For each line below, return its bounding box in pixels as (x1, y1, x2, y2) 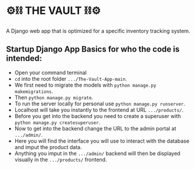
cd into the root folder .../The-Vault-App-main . (14, 75, 127, 82)
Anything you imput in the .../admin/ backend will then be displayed (14, 150, 180, 157)
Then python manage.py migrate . (14, 94, 94, 101)
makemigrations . (14, 88, 54, 95)
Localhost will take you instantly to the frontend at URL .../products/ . (14, 106, 184, 113)
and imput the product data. (14, 143, 82, 150)
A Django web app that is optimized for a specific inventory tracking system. (6, 27, 190, 35)
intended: (6, 53, 42, 64)
